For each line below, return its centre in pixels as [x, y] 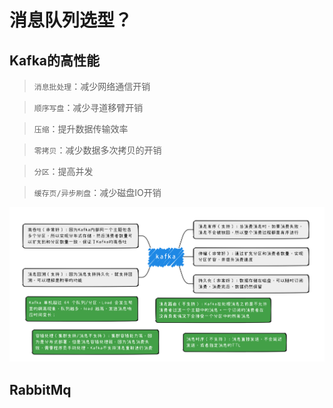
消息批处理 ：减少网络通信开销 [92, 86]
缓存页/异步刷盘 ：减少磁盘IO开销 [97, 192]
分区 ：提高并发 [63, 171]
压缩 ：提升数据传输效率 [81, 129]
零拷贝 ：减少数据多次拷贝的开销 [97, 150]
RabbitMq [40, 389]
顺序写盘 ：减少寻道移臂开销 [88, 107]
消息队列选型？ [71, 20]
